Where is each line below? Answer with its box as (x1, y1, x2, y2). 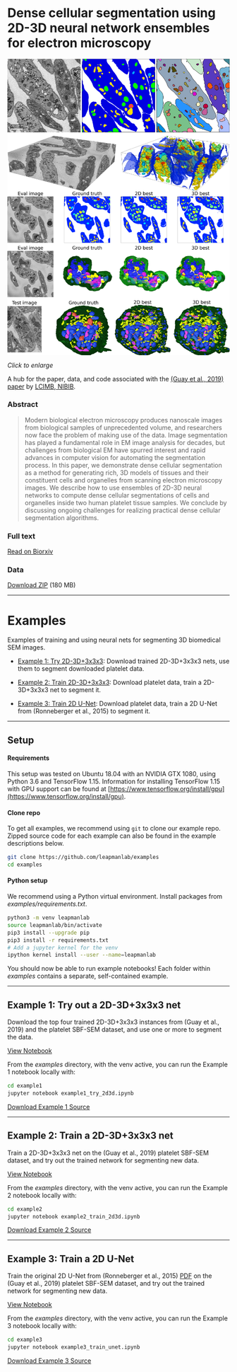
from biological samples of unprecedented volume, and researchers (24, 423, 222, 432)
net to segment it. (49, 686, 101, 694)
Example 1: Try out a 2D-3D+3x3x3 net (7, 999, 181, 1011)
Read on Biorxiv (7, 547, 54, 556)
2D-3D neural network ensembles (7, 20, 210, 36)
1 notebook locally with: (7, 1068, 76, 1076)
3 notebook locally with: (7, 1322, 78, 1330)
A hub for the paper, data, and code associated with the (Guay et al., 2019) (7, 374, 224, 383)
